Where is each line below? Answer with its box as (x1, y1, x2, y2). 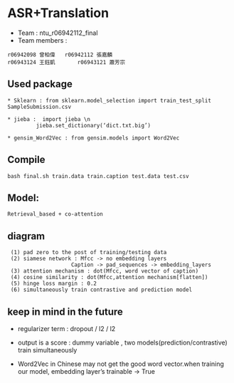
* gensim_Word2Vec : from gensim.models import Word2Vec (7, 134, 180, 142)
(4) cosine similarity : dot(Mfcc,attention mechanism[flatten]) (10, 274, 208, 281)
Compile (7, 154, 46, 166)
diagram (7, 230, 46, 242)
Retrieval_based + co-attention (7, 211, 103, 218)
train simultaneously (17, 346, 78, 354)
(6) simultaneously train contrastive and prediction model (10, 286, 193, 293)
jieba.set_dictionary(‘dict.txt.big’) (36, 122, 151, 129)
